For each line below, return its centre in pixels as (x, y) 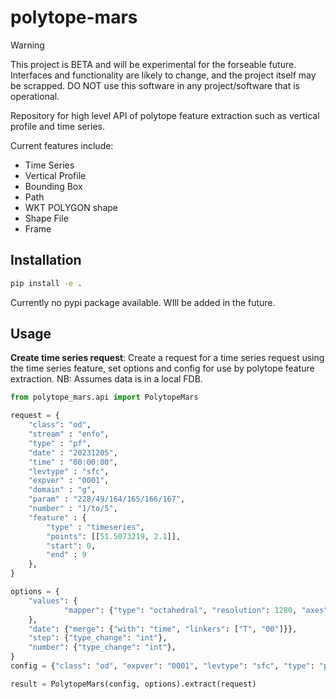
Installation (46, 260)
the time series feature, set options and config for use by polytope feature (162, 368)
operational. (35, 96)
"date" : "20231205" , (73, 452)
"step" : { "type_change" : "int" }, (98, 638)
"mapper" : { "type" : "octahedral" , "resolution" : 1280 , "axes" (196, 610)
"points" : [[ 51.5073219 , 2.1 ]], (114, 536)
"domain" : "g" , (62, 490)
